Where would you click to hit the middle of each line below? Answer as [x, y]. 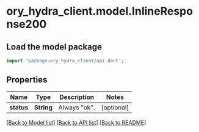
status [19, 107]
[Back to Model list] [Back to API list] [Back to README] [76, 122]
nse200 [27, 24]
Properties [27, 80]
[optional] [115, 107]
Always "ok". [77, 107]
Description [77, 97]
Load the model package [54, 47]
